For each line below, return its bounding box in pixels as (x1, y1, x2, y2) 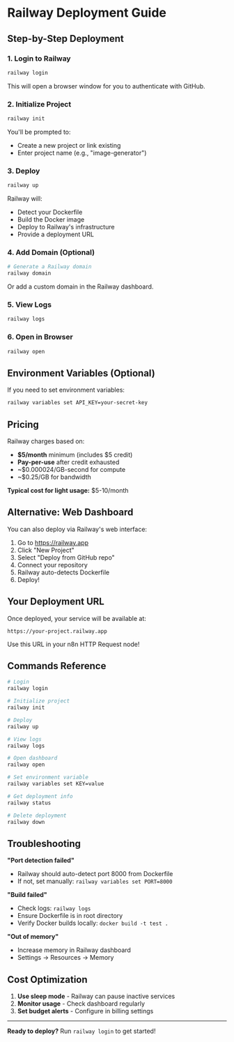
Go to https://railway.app (17, 538, 89, 546)
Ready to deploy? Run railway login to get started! (7, 1027, 156, 1036)
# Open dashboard (7, 755, 58, 762)
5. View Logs (7, 300, 52, 309)
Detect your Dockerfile (17, 208, 83, 217)
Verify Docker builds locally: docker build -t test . (17, 919, 169, 928)
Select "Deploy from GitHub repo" (17, 553, 115, 562)
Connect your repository (17, 560, 88, 569)
